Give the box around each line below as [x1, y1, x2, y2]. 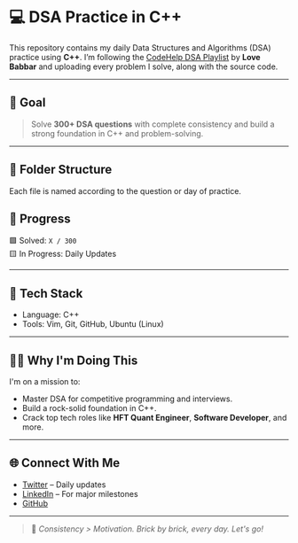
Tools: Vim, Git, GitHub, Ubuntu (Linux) [21, 319, 164, 330]
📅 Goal [9, 95, 46, 111]
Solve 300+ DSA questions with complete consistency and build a [30, 119, 275, 129]
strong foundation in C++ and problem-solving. [30, 128, 204, 138]
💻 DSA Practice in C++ [9, 7, 182, 27]
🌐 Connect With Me [9, 455, 121, 470]
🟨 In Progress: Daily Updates [9, 249, 117, 260]
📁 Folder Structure [9, 162, 113, 177]
